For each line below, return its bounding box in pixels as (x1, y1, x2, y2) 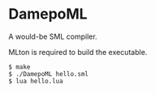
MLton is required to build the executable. (8, 47, 148, 57)
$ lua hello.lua (8, 77, 63, 85)
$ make (8, 62, 31, 71)
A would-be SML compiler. (8, 32, 97, 41)
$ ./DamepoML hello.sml (8, 70, 89, 78)
